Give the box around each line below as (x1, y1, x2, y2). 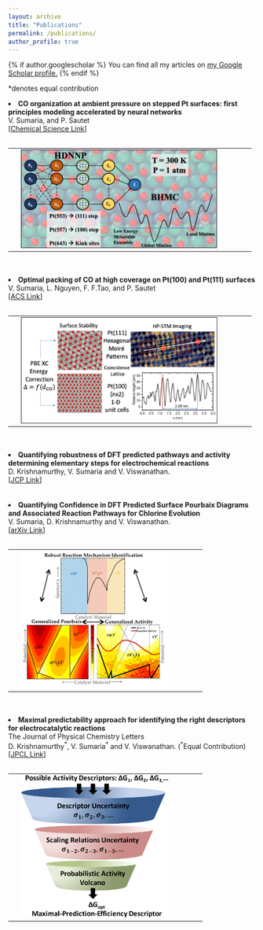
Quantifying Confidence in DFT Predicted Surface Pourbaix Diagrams (18, 500, 249, 510)
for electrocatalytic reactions (8, 723, 106, 733)
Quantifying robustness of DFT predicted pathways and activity (18, 450, 231, 459)
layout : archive (8, 13, 61, 20)
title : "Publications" (8, 20, 82, 29)
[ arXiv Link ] (8, 526, 46, 535)
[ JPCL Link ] (8, 750, 46, 759)
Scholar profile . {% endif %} (8, 68, 100, 78)
